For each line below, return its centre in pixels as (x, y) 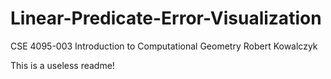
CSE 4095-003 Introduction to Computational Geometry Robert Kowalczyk (164, 46)
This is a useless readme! (62, 65)
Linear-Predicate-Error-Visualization (166, 18)
